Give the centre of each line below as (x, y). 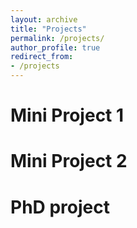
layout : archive (44, 19)
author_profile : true (55, 47)
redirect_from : (42, 57)
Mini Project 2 (69, 161)
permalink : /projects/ (57, 38)
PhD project (60, 207)
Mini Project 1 (67, 115)
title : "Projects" (48, 29)
